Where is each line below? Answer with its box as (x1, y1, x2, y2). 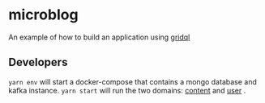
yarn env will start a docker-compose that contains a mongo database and (8, 76, 258, 86)
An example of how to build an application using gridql (8, 32, 190, 42)
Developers (8, 56, 68, 69)
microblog (8, 6, 79, 24)
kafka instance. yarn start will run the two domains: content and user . (8, 85, 246, 95)
